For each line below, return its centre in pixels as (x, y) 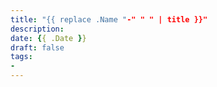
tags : (21, 57)
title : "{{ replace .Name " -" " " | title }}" (109, 19)
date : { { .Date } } (48, 38)
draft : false (37, 47)
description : (37, 29)
